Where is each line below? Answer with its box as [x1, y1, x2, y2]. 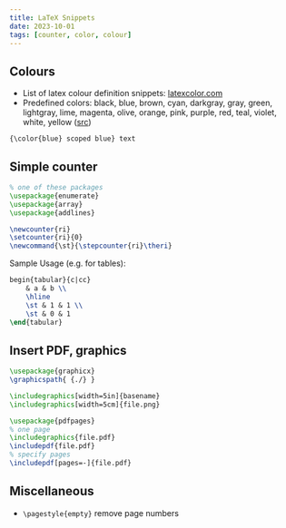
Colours [9, 64, 56, 79]
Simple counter [9, 159, 98, 174]
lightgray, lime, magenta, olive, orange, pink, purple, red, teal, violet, [22, 107, 277, 118]
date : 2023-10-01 [9, 22, 75, 31]
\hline [25, 292, 51, 301]
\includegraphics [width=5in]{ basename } [9, 391, 161, 400]
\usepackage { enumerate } [9, 191, 100, 200]
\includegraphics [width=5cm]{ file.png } [9, 400, 161, 409]
